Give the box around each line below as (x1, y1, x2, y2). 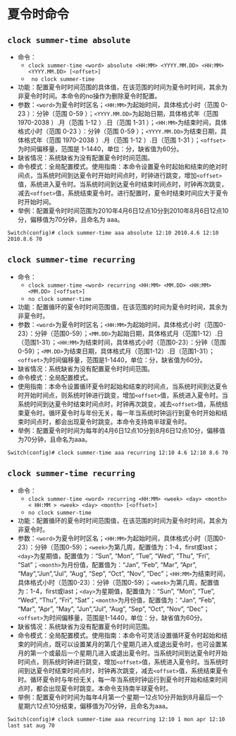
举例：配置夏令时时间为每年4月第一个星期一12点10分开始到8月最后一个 (17, 693, 224, 701)
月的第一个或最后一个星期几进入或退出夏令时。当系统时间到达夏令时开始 (17, 648, 228, 657)
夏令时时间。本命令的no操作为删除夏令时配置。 (23, 92, 161, 100)
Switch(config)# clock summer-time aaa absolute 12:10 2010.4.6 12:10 (7, 230, 219, 237)
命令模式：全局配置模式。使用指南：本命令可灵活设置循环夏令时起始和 (17, 631, 222, 639)
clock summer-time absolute (7, 35, 131, 45)
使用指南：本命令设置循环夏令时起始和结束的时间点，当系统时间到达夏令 (17, 382, 228, 391)
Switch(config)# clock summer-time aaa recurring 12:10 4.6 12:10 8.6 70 (7, 449, 229, 456)
